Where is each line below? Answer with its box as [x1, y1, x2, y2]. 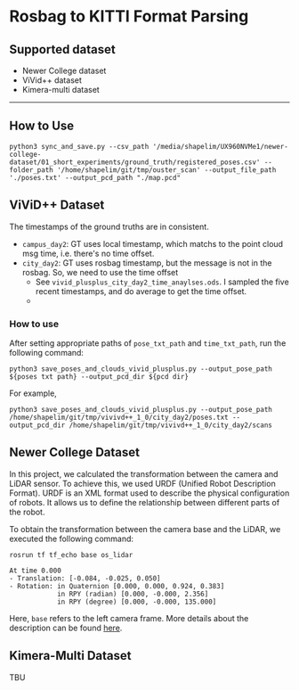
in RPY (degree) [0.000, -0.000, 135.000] [56, 597, 217, 606]
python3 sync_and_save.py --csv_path [9, 142, 149, 151]
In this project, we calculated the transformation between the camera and [9, 468, 279, 479]
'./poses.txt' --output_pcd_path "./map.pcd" [9, 173, 181, 182]
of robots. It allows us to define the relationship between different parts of [9, 497, 280, 507]
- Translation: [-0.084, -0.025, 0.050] [9, 573, 162, 583]
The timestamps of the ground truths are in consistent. [9, 221, 209, 232]
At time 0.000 [9, 566, 62, 575]
